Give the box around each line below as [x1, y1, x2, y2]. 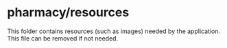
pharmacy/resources [7, 5, 130, 20]
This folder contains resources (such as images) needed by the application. [7, 27, 221, 35]
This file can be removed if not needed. [7, 34, 119, 42]
